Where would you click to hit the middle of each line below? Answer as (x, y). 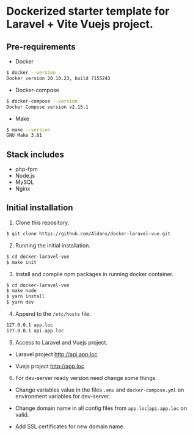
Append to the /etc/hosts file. (53, 314)
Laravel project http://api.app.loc (56, 354)
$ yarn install (26, 297)
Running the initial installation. (53, 245)
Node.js (25, 176)
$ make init (21, 262)
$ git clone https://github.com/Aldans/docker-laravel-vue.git (89, 233)
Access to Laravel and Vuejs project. (61, 342)
